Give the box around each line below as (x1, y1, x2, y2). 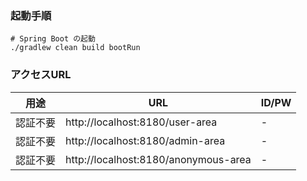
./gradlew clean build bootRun (10, 43, 141, 53)
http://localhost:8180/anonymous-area (65, 152, 252, 166)
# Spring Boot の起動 (10, 34, 96, 44)
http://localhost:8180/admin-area (65, 133, 226, 147)
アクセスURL (10, 68, 72, 82)
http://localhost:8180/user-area (65, 115, 218, 129)
